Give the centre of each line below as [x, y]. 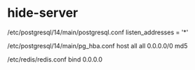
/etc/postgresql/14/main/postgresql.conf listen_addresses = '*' [98, 32]
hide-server [43, 13]
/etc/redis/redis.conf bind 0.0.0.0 [55, 59]
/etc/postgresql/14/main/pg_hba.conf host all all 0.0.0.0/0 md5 [97, 45]
